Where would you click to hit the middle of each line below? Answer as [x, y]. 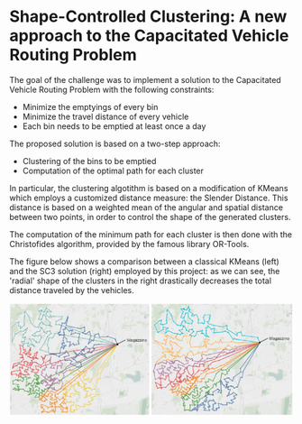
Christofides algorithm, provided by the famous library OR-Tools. [129, 244]
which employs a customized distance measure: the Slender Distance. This [149, 198]
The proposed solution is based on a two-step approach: [115, 143]
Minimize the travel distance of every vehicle [105, 116]
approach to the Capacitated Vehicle [149, 36]
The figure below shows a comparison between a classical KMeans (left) [144, 261]
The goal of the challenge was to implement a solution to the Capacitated [145, 79]
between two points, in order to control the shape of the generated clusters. [150, 217]
